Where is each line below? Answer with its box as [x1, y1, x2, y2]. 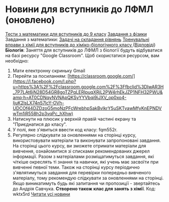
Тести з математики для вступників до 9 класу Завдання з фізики [5, 31, 147, 37]
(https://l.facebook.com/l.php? [12, 78, 76, 84]
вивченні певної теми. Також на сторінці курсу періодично [12, 164, 140, 170]
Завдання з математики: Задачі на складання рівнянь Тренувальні [5, 36, 150, 42]
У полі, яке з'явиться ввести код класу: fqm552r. [12, 126, 118, 132]
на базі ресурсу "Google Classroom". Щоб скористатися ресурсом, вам [5, 52, 159, 59]
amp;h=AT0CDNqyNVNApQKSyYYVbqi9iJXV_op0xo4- [12, 94, 126, 100]
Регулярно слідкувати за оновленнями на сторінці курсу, [12, 132, 137, 138]
